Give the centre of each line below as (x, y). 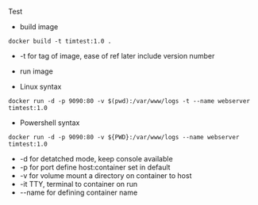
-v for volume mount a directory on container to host (106, 176)
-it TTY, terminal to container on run (79, 184)
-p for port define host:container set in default (95, 167)
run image (36, 71)
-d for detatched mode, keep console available (96, 159)
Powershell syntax (50, 123)
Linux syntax (40, 87)
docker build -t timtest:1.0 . (60, 41)
